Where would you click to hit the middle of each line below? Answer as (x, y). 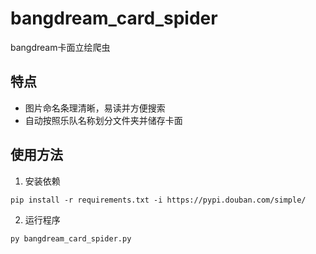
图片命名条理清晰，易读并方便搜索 (95, 108)
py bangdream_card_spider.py (71, 238)
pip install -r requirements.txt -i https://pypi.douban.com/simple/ (158, 200)
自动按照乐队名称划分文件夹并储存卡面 (103, 120)
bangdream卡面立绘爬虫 (60, 47)
